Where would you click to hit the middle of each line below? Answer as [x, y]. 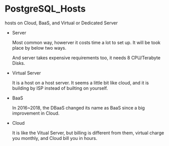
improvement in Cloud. [36, 113]
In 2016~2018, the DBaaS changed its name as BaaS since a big [78, 107]
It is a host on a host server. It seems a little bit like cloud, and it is [80, 83]
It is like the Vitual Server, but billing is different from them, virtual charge [88, 133]
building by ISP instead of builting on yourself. [60, 88]
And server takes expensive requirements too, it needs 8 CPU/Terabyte [86, 58]
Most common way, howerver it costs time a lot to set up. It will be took [86, 42]
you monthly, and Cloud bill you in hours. [55, 138]
